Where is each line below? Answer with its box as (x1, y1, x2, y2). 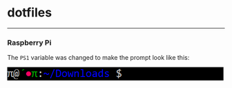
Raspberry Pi (7, 38, 52, 47)
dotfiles (7, 5, 52, 21)
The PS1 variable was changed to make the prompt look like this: (7, 54, 190, 62)
